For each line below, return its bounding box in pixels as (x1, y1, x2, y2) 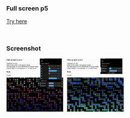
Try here (6, 18, 28, 25)
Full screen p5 (6, 4, 49, 13)
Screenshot (6, 44, 41, 53)
